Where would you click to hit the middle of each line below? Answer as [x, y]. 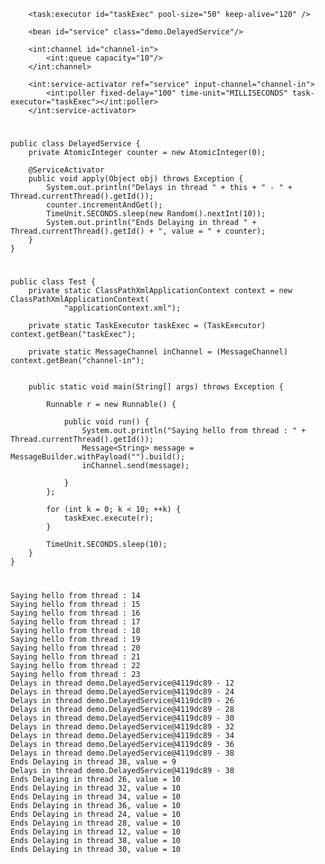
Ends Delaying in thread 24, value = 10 [96, 814]
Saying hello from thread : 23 [75, 674]
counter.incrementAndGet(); [104, 205]
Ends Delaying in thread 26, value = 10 [96, 779]
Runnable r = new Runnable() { [111, 405]
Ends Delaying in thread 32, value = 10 [96, 788]
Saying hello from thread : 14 [75, 595]
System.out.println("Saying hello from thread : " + [194, 431]
